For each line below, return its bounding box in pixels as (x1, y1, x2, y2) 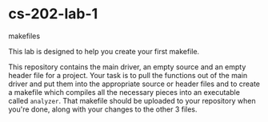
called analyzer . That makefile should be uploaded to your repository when (8, 96, 256, 105)
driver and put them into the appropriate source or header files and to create (8, 79, 261, 89)
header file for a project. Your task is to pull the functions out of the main (8, 70, 248, 80)
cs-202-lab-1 (8, 5, 98, 23)
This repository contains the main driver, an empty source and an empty (8, 61, 246, 72)
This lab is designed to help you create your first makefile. (8, 46, 200, 56)
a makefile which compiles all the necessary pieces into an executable (8, 87, 240, 96)
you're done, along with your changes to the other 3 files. (8, 104, 198, 114)
